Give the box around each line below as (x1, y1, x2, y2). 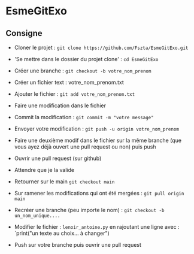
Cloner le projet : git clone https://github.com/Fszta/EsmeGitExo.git (14, 44, 189, 51)
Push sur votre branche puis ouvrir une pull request (14, 241, 142, 248)
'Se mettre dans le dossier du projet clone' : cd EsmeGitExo (14, 56, 159, 62)
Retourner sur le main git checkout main (14, 178, 115, 185)
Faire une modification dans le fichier (14, 102, 106, 109)
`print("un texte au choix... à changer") (14, 229, 110, 237)
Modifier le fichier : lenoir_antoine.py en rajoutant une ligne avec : (14, 223, 180, 230)
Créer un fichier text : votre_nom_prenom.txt (14, 79, 124, 86)
